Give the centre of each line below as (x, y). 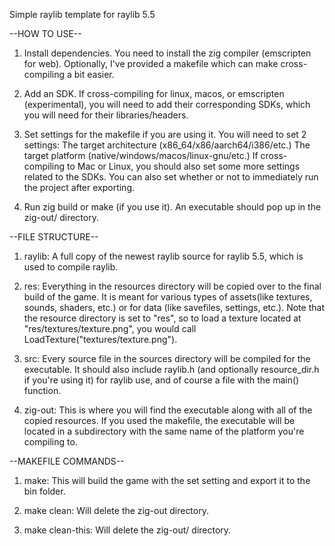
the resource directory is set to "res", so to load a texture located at (162, 318)
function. (42, 390)
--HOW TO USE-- (45, 33)
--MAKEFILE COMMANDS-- (67, 461)
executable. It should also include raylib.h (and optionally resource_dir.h (171, 369)
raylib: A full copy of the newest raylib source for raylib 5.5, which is (163, 256)
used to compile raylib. (71, 267)
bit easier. (94, 74)
